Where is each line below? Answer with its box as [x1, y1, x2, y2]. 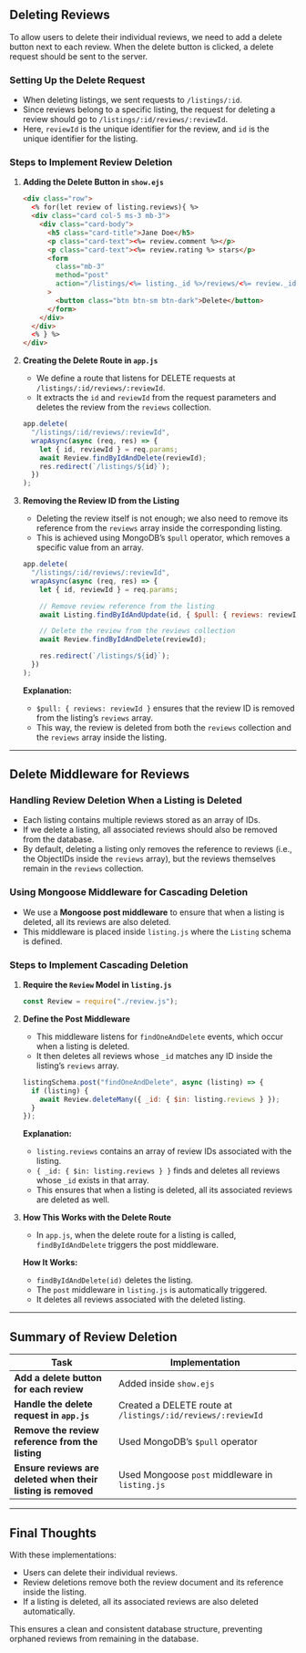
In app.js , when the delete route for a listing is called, [36, 1230, 237, 1241]
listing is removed [14, 1484, 94, 1497]
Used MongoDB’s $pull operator [117, 1436, 258, 1449]
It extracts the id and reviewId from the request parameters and [36, 392, 277, 403]
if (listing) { [31, 1086, 89, 1096]
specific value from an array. [36, 542, 144, 553]
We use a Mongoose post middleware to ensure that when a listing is [22, 907, 285, 918]
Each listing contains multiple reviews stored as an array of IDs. [22, 815, 261, 826]
